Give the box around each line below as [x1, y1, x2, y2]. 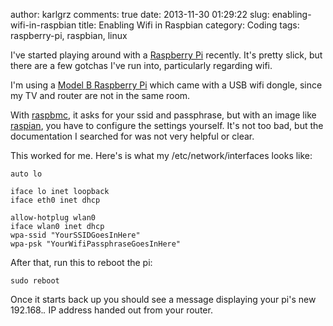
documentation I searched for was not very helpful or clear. [10, 130, 255, 142]
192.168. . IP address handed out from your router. [10, 304, 213, 316]
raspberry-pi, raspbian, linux [10, 30, 128, 41]
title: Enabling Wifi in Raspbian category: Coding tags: [78, 19, 300, 31]
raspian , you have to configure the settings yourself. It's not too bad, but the [10, 120, 324, 131]
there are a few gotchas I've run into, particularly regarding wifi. [10, 60, 273, 71]
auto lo [10, 169, 43, 179]
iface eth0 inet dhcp [10, 195, 101, 205]
